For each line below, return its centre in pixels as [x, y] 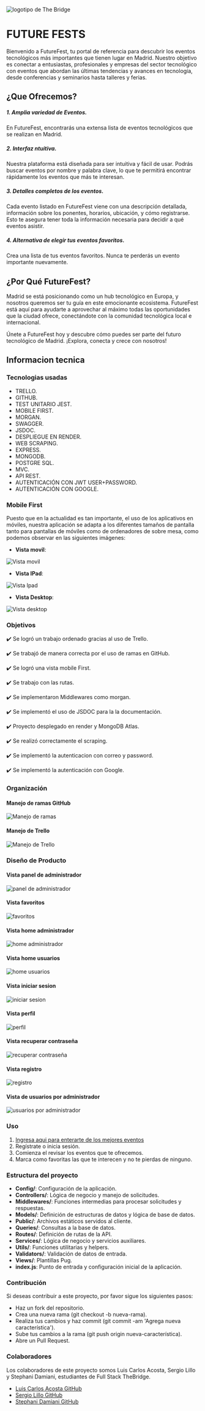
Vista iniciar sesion [31, 985]
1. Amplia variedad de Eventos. [47, 112]
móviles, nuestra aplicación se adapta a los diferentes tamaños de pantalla [100, 525]
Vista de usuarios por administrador [53, 1096]
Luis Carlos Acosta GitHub [48, 1388]
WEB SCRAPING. [36, 443]
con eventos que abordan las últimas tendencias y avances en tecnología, [99, 71]
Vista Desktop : [34, 597]
